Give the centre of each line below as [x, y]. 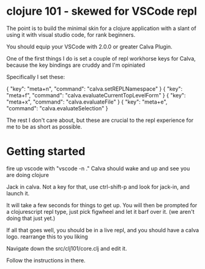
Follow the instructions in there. [46, 260]
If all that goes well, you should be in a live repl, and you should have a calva [103, 230]
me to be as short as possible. [44, 126]
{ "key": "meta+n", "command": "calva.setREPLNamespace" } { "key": [94, 89]
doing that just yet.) [31, 218]
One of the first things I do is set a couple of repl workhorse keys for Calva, [101, 58]
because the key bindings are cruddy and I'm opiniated [76, 65]
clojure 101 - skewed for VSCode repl [102, 11]
